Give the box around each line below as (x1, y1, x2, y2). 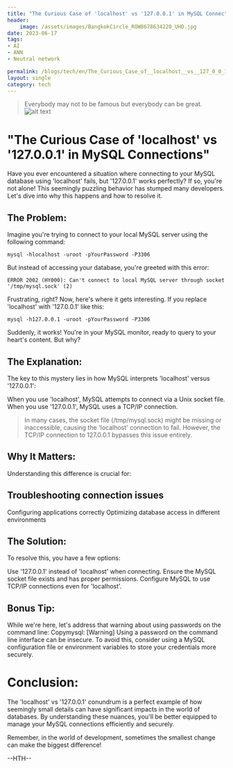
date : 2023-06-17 (7, 29, 58, 37)
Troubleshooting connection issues (7, 490, 164, 502)
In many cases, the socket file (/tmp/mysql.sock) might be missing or (24, 415, 222, 424)
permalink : (7, 67, 39, 75)
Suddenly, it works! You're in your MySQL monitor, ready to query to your (7, 328, 216, 337)
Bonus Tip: (7, 602, 55, 614)
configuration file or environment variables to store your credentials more (7, 643, 216, 651)
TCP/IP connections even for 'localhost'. (7, 582, 122, 591)
